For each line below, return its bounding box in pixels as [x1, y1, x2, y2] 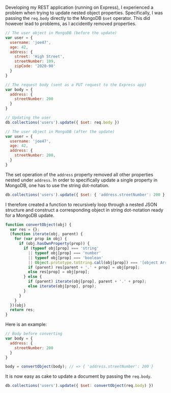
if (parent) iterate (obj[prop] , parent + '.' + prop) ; [27, 279, 147, 284]
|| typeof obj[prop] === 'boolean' [27, 255, 103, 260]
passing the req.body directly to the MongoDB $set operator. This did [5, 15, 150, 21]
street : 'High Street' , [14, 54, 65, 59]
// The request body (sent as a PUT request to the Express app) [5, 82, 147, 87]
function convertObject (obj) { [5, 222, 72, 227]
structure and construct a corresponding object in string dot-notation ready [5, 206, 164, 213]
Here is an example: [5, 321, 47, 328]
